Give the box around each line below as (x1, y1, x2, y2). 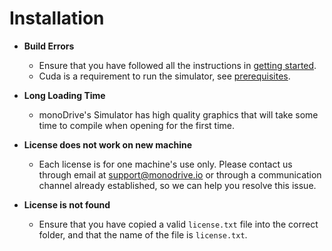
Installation (9, 7, 105, 30)
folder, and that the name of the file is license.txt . (38, 228, 248, 241)
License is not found (23, 198, 111, 211)
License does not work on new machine (23, 138, 193, 151)
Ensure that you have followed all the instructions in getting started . (38, 59, 317, 71)
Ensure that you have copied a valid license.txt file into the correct (38, 218, 319, 230)
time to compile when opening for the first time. (38, 119, 236, 131)
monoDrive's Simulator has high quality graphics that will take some (38, 108, 319, 121)
